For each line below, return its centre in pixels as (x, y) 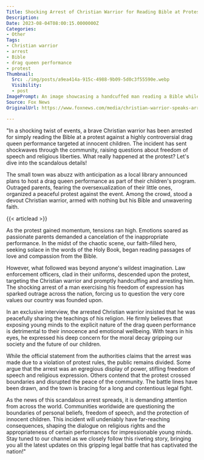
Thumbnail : (20, 74)
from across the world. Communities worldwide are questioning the (90, 406)
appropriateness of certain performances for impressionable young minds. (100, 432)
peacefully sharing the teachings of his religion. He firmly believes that (95, 318)
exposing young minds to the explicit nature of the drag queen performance (101, 325)
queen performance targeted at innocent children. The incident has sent (97, 143)
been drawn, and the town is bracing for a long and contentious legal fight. (100, 388)
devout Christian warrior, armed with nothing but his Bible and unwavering (99, 200)
